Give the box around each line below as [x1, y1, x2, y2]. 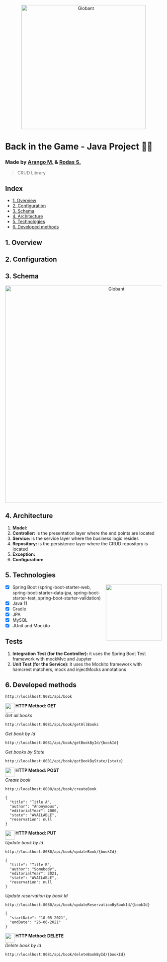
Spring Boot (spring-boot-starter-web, [12, 584, 91, 590]
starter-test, [12, 595, 37, 601]
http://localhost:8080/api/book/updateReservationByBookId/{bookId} [5, 902, 150, 907]
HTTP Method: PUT [15, 830, 56, 836]
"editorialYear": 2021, [9, 871, 59, 876]
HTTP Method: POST [15, 767, 60, 773]
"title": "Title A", [9, 800, 52, 805]
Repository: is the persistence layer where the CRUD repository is [12, 540, 148, 546]
